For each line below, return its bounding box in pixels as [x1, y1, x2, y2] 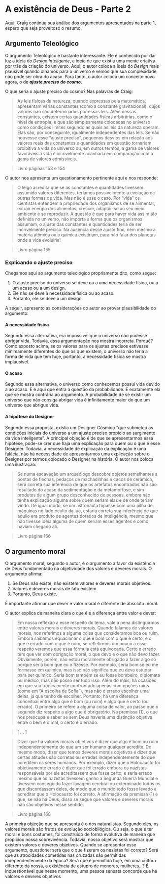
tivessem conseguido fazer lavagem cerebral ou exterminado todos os [17, 781, 161, 787]
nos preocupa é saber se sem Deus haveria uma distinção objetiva [17, 714, 153, 720]
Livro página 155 [17, 246, 51, 253]
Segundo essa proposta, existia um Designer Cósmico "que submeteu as [5, 424, 154, 431]
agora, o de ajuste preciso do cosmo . [5, 79, 82, 85]
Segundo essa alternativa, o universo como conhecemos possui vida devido [5, 381, 160, 387]
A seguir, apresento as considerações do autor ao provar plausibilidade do [5, 305, 156, 311]
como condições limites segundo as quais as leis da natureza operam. [17, 124, 160, 130]
